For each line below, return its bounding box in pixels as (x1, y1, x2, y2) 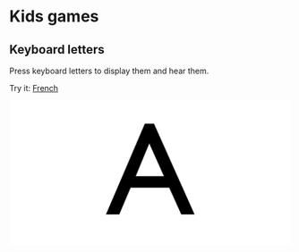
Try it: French (9, 83, 59, 93)
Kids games (9, 6, 99, 27)
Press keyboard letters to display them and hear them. (9, 65, 209, 76)
